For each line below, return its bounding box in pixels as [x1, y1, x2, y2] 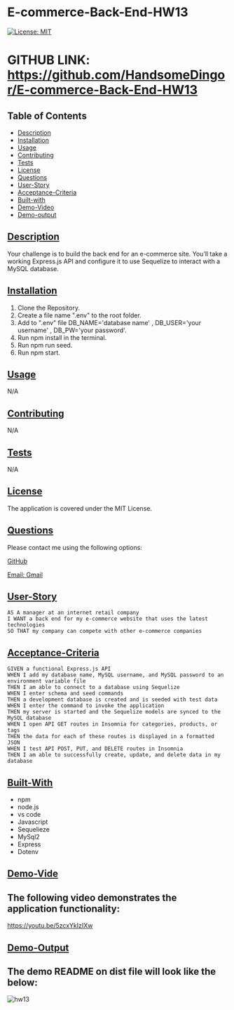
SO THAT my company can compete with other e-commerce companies [7, 628, 202, 635]
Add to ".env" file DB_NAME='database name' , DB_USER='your [17, 318, 202, 327]
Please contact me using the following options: [7, 543, 142, 551]
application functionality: [7, 903, 121, 914]
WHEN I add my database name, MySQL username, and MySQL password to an [7, 671, 224, 678]
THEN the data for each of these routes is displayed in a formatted [7, 733, 215, 740]
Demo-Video [17, 203, 55, 211]
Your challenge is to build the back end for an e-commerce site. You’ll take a [7, 249, 228, 258]
